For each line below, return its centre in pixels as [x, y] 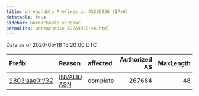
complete [101, 81]
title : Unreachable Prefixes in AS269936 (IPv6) [67, 12]
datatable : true [26, 17]
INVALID [70, 77]
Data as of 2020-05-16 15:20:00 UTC [52, 45]
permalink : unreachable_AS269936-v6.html [58, 28]
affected [100, 63]
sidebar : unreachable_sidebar [44, 23]
